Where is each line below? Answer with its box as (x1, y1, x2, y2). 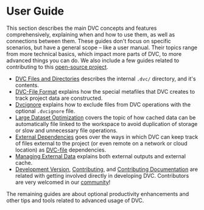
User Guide (6, 4, 65, 18)
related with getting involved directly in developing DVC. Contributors (15, 172, 189, 179)
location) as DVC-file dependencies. (15, 146, 107, 153)
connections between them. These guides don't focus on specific (6, 37, 172, 44)
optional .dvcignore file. (15, 107, 76, 114)
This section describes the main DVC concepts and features (6, 24, 157, 32)
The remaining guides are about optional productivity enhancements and (6, 190, 189, 197)
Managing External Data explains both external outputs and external (15, 152, 186, 159)
